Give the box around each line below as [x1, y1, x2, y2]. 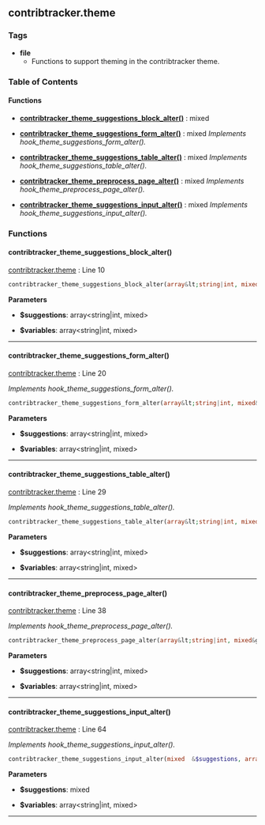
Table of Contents [8, 76, 79, 87]
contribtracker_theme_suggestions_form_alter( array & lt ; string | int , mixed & [8, 399, 259, 407]
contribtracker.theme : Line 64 [8, 725, 107, 734]
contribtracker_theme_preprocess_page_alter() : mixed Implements [19, 176, 244, 185]
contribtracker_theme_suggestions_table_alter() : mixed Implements [19, 152, 248, 161]
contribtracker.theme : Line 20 [8, 369, 106, 378]
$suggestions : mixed [19, 785, 91, 794]
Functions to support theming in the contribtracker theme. [31, 56, 220, 66]
